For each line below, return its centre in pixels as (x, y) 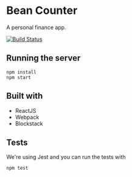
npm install (21, 72)
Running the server (43, 58)
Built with (25, 96)
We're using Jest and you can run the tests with (66, 157)
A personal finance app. (36, 27)
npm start (19, 77)
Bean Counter (42, 11)
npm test (17, 168)
